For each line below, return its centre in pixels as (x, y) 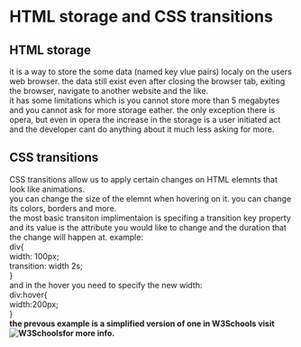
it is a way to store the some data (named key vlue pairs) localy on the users (151, 71)
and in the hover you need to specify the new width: (106, 285)
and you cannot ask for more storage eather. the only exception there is (142, 110)
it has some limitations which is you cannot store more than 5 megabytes (145, 100)
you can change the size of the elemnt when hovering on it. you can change (150, 198)
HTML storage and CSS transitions (141, 17)
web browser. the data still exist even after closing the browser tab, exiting (147, 81)
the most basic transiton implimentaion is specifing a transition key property (150, 218)
